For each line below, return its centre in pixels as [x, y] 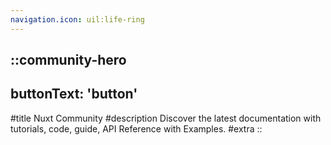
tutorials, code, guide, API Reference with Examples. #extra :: [136, 128]
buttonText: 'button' [74, 94]
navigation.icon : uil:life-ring [77, 19]
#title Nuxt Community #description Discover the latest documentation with [166, 118]
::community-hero [68, 60]
